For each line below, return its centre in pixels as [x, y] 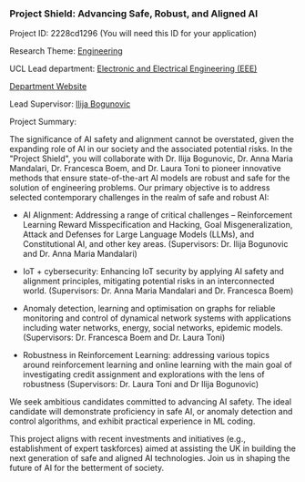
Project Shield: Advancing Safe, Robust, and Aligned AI [134, 14]
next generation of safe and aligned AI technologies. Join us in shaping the [150, 458]
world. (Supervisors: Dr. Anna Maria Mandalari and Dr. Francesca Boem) [158, 291]
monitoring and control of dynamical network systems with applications [157, 318]
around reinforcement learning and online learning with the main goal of [158, 365]
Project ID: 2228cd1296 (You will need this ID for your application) [133, 34]
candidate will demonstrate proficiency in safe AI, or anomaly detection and [151, 412]
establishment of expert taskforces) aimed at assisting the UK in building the [152, 448]
